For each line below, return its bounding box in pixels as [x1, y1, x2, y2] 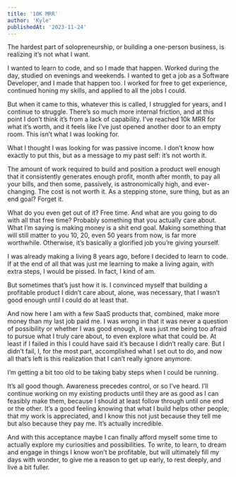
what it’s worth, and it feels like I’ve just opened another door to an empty [7, 123, 221, 131]
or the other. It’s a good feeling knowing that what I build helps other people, [7, 404, 230, 413]
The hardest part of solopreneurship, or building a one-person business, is [7, 43, 225, 52]
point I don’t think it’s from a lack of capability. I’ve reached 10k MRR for [7, 115, 216, 123]
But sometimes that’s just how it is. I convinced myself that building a [7, 281, 208, 289]
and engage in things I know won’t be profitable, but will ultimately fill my [7, 448, 220, 457]
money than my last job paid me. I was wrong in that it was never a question [7, 317, 228, 325]
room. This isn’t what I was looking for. [7, 130, 120, 138]
